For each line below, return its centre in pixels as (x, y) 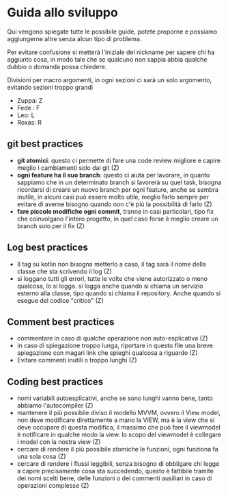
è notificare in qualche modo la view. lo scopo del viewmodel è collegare (119, 435)
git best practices (45, 144)
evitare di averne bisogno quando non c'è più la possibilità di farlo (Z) (114, 204)
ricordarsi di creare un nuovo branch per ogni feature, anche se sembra (117, 189)
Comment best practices (61, 322)
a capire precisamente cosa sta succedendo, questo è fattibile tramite (115, 471)
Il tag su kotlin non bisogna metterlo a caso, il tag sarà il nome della (111, 264)
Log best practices (48, 248)
